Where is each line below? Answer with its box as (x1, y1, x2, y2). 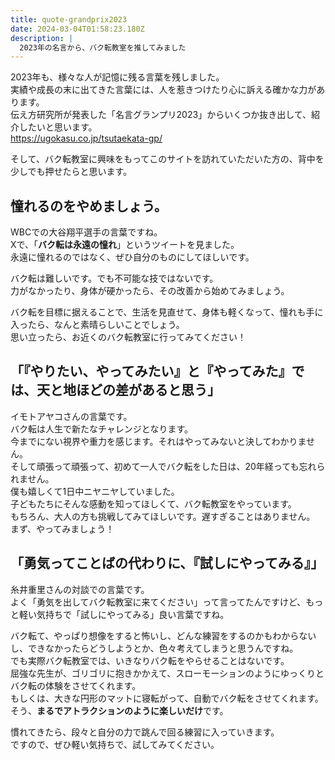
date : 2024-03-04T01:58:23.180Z (10, 24, 145, 34)
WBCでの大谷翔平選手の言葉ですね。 (10, 226, 163, 238)
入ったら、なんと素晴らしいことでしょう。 (10, 319, 185, 331)
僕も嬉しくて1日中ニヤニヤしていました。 (10, 485, 180, 497)
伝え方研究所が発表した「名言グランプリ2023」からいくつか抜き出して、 (10, 109, 312, 121)
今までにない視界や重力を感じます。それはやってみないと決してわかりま (10, 435, 307, 447)
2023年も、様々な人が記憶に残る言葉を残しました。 (10, 71, 225, 83)
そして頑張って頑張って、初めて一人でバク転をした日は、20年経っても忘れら (10, 460, 326, 472)
